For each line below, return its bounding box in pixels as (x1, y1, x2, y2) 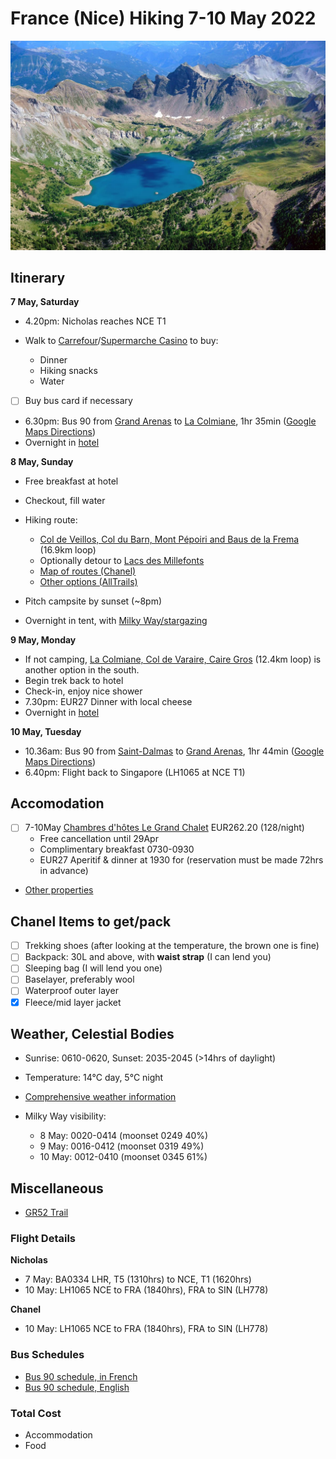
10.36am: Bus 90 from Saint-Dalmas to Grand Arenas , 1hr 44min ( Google (24, 745, 325, 757)
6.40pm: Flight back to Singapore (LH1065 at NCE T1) (24, 766, 246, 778)
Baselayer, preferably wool (24, 973, 135, 986)
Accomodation (10, 795, 105, 812)
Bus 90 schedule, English (24, 1381, 130, 1393)
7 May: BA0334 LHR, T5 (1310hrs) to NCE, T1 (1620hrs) (24, 1273, 252, 1286)
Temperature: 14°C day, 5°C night (24, 1072, 164, 1084)
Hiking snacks (39, 365, 98, 377)
